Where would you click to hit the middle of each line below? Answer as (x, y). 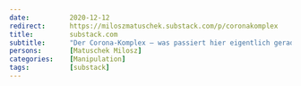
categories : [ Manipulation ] (68, 59)
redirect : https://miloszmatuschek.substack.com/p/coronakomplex (144, 26)
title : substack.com (64, 34)
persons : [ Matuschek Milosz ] (76, 51)
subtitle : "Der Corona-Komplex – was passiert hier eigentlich (140, 43)
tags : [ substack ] (60, 68)
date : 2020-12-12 (60, 17)
